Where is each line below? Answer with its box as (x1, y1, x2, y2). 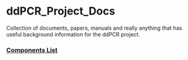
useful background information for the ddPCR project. (6, 30, 140, 38)
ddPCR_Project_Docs (6, 4, 115, 18)
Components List (6, 45, 58, 54)
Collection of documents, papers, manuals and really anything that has (6, 24, 183, 32)
